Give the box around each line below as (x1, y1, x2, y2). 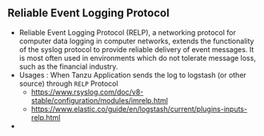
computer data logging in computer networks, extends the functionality (18, 36, 254, 46)
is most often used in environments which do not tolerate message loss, (18, 53, 257, 62)
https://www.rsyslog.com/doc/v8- (30, 87, 144, 97)
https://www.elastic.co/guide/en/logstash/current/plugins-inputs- (30, 104, 248, 114)
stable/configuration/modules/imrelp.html (30, 95, 169, 105)
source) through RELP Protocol (18, 78, 118, 88)
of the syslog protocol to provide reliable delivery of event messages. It (18, 44, 254, 54)
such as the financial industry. (18, 62, 118, 71)
